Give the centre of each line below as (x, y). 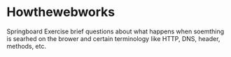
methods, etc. (27, 46)
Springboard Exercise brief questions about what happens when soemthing (115, 31)
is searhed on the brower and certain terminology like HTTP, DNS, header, (113, 38)
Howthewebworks (61, 12)
